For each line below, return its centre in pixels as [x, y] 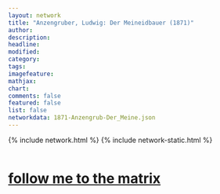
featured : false [34, 103]
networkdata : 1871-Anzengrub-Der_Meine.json [82, 118]
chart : [19, 88]
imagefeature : [31, 74]
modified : [24, 52]
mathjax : [22, 81]
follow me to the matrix [85, 179]
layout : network [34, 15]
